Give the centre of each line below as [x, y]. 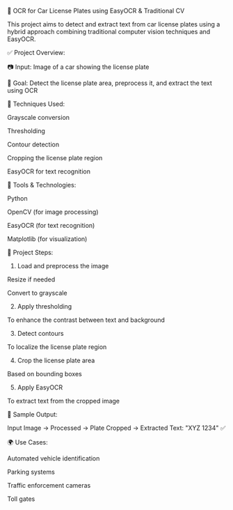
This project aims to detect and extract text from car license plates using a [114, 24]
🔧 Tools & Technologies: [42, 185]
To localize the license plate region [57, 347]
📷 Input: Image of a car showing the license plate [78, 67]
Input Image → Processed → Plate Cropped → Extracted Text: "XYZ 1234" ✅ [116, 428]
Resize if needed [31, 279]
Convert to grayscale [37, 293]
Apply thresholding [45, 306]
